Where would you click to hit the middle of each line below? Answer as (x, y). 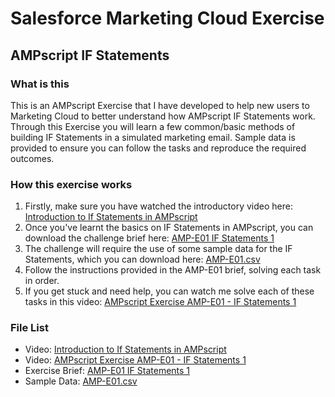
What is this (40, 84)
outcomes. (32, 158)
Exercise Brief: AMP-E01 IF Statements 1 (107, 371)
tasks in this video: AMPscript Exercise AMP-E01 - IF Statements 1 (160, 302)
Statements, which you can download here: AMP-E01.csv (142, 259)
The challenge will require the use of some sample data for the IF (158, 249)
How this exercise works (71, 184)
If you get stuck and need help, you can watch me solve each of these (169, 291)
